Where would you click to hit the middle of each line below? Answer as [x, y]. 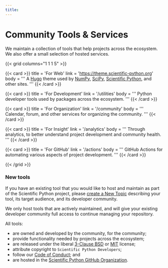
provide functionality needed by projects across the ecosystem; [78, 238]
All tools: [14, 223]
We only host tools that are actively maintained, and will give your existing [81, 208]
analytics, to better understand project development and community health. [83, 134]
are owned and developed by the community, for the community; [79, 233]
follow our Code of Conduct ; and [46, 254]
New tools [18, 177]
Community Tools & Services [67, 34]
